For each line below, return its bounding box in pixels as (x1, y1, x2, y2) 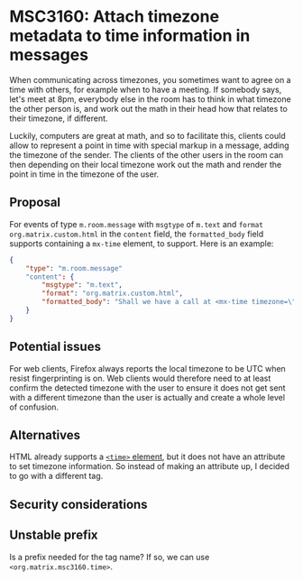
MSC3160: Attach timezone (9, 6, 219, 27)
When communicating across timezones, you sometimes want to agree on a (9, 74, 291, 85)
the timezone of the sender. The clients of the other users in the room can (9, 149, 284, 160)
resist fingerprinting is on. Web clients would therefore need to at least (9, 373, 271, 383)
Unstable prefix (9, 528, 98, 543)
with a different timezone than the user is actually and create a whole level (9, 392, 286, 402)
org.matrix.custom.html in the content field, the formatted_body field (9, 228, 264, 239)
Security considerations (9, 496, 148, 512)
